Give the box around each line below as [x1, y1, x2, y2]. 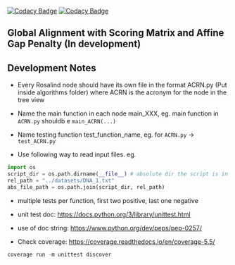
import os [7, 164, 37, 171]
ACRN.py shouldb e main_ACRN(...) [17, 117, 117, 125]
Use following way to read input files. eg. [17, 150, 136, 159]
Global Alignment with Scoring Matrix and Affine [7, 27, 224, 39]
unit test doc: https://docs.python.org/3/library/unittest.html [17, 210, 191, 218]
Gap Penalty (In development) [7, 38, 141, 50]
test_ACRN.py [17, 138, 56, 145]
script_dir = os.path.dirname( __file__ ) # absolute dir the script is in [7, 171, 229, 178]
